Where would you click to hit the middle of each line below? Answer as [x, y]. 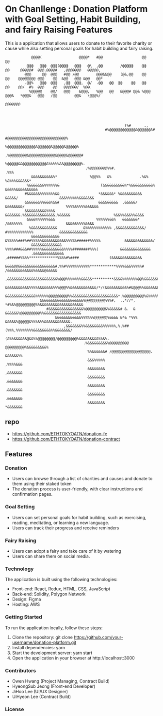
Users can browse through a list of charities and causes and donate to [82, 479]
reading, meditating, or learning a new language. [60, 522]
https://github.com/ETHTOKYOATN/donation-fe [60, 434]
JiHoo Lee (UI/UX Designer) [40, 691]
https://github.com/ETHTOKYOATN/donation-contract [66, 439]
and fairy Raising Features [59, 30]
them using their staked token [42, 484]
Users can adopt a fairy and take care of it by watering [66, 551]
